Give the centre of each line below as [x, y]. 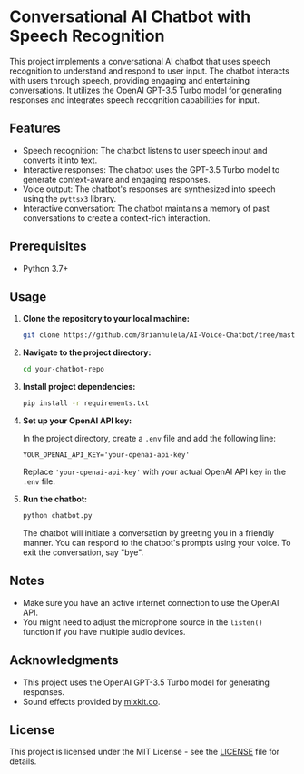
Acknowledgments [64, 660]
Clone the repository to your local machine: [106, 319]
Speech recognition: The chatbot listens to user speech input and [145, 150]
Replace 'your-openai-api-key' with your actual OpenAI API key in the [154, 471]
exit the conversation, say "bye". [83, 552]
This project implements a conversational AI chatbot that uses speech [140, 61]
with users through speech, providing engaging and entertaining [129, 80]
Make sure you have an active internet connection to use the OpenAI [151, 602]
